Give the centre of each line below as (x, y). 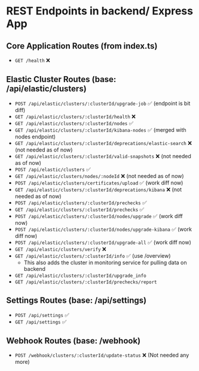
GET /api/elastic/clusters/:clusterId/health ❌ (75, 116)
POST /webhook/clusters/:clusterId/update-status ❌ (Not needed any (102, 355)
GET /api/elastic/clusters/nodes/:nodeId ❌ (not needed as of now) (99, 176)
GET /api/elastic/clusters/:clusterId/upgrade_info (80, 276)
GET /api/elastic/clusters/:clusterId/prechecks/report (86, 282)
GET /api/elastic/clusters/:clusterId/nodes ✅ (74, 123)
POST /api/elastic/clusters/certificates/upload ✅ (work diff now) (99, 183)
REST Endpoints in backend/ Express (99, 11)
